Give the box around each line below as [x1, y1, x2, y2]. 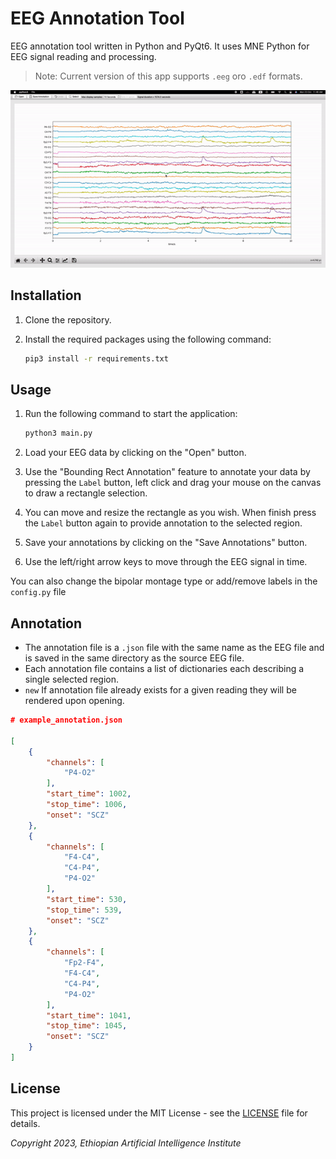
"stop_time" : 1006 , [46, 800, 128, 810]
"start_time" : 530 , [46, 894, 128, 904]
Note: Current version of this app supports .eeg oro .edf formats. [34, 70, 303, 82]
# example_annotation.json [10, 715, 123, 726]
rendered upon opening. [24, 695, 125, 707]
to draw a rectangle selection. [24, 487, 148, 499]
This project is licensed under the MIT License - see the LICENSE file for [10, 1107, 308, 1119]
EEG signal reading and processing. [10, 50, 157, 62]
